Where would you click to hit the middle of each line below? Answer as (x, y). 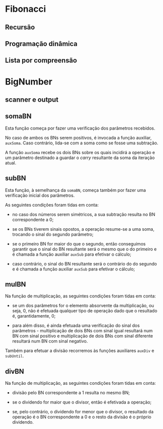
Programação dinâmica (41, 43)
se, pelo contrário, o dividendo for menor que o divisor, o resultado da (83, 412)
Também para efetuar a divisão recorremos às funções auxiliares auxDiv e (80, 351)
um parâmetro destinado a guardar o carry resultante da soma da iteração (80, 158)
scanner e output (32, 99)
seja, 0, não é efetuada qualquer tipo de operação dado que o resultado (85, 311)
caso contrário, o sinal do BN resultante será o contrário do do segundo (84, 264)
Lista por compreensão (41, 61)
